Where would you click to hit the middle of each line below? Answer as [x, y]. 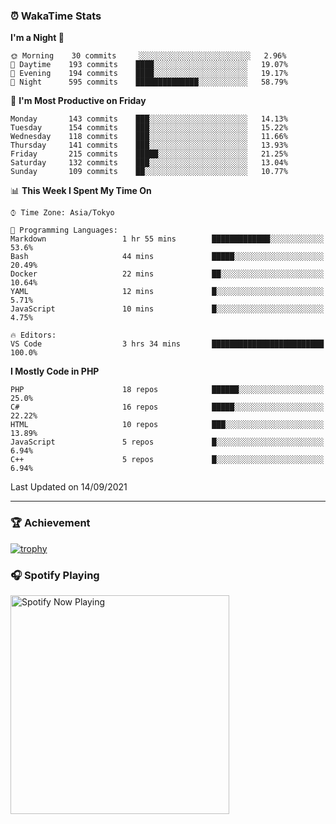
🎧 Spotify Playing [55, 575]
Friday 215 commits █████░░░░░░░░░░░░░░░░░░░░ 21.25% [149, 154]
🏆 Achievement [50, 523]
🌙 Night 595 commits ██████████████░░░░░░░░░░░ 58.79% [149, 82]
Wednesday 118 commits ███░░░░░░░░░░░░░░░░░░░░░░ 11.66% [149, 137]
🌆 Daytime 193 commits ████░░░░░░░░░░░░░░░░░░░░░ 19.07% [149, 65]
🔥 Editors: [33, 335]
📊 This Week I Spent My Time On [81, 191]
